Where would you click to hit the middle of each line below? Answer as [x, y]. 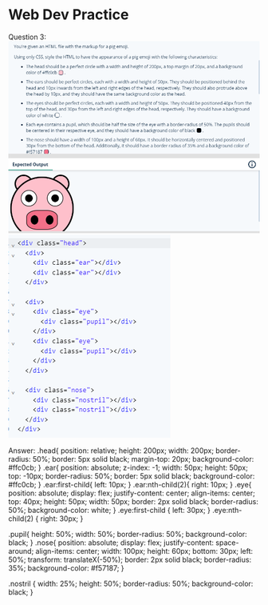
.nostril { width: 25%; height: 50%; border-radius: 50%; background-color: [131, 584]
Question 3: [27, 37]
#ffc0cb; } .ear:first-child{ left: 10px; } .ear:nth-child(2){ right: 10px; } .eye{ [130, 485]
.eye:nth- [227, 511]
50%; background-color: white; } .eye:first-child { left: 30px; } [110, 511]
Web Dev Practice [69, 15]
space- [227, 543]
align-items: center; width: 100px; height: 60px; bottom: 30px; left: [144, 551]
